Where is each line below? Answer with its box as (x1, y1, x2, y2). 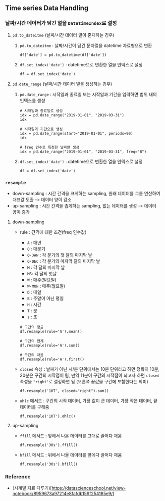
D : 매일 (27, 289, 42, 295)
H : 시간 (27, 301, 42, 307)
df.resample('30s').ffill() (19, 443, 78, 448)
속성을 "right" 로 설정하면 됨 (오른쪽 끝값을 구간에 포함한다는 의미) (19, 378, 149, 384)
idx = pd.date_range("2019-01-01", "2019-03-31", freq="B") (19, 149, 147, 154)
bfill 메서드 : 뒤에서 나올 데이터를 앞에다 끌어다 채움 (19, 451, 122, 457)
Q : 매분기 (27, 246, 46, 251)
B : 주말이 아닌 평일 (27, 295, 64, 301)
